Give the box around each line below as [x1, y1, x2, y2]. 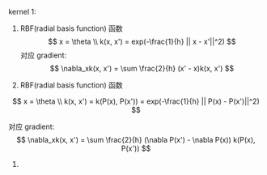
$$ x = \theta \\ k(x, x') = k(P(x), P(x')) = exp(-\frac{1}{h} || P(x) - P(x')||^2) [11, 96, 261, 106]
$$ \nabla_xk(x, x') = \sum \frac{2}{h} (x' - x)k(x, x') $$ [49, 64, 235, 73]
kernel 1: [8, 7, 36, 16]
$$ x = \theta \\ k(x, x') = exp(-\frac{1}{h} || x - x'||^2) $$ [48, 36, 236, 46]
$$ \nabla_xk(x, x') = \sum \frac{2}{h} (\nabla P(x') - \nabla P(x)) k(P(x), [15, 135, 256, 144]
